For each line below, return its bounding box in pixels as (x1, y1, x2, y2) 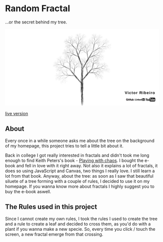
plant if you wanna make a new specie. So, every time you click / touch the (5, 226, 156, 232)
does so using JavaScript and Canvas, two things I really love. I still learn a (5, 168, 155, 174)
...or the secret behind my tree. (5, 19, 67, 25)
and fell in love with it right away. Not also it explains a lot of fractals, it (16, 162, 158, 168)
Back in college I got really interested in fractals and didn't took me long (5, 152, 150, 158)
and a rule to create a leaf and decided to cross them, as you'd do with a (5, 221, 151, 227)
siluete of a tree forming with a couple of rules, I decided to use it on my (5, 178, 150, 184)
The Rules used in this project (5, 203, 98, 211)
